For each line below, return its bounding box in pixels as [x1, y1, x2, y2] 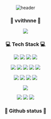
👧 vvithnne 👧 [10, 17, 41, 24]
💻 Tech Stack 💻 [5, 41, 46, 48]
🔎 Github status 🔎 [4, 107, 47, 114]
